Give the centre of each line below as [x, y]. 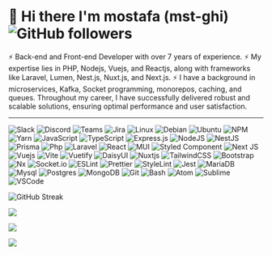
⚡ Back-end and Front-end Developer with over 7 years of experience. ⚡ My [135, 57]
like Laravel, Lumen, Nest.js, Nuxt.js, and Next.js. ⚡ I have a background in [132, 77]
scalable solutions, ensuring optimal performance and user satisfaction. [128, 106]
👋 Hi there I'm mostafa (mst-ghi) [119, 17]
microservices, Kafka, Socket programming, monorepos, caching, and [125, 89]
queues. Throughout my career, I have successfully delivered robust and [130, 97]
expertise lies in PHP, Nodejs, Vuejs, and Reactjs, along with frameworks [130, 68]
